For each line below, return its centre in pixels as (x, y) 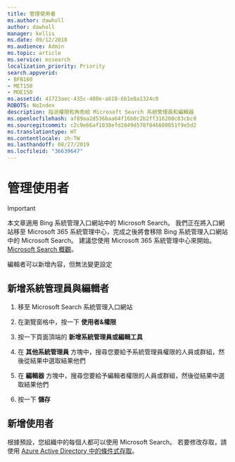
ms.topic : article (34, 54)
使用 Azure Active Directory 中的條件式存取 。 (73, 451)
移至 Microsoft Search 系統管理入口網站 (75, 306)
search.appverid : (33, 73)
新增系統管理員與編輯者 (58, 288)
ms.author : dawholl (36, 20)
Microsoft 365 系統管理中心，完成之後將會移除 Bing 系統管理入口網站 (128, 231)
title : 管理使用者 (32, 14)
